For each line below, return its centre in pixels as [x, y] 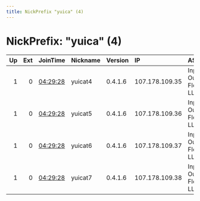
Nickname [86, 60]
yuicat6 [82, 146]
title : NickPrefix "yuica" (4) [45, 12]
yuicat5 [82, 113]
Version [118, 60]
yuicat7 [82, 178]
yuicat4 [82, 81]
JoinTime [52, 60]
